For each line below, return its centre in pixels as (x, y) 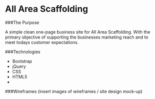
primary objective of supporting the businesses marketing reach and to (77, 37)
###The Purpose (22, 22)
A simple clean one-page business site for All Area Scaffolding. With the (78, 32)
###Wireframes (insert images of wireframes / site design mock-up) (74, 91)
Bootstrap (22, 61)
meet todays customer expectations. (42, 42)
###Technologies (23, 52)
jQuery (19, 66)
